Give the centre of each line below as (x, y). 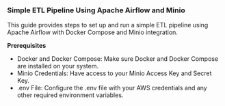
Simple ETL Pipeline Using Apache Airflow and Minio (96, 10)
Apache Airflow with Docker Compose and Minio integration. (92, 32)
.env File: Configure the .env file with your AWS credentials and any (112, 88)
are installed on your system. (58, 66)
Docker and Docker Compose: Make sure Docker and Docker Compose (118, 59)
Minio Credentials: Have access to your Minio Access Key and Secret (114, 73)
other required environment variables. (70, 95)
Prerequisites (27, 46)
